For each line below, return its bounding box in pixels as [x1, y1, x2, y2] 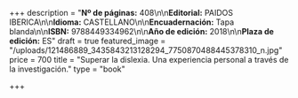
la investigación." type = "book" [9, 64, 126, 74]
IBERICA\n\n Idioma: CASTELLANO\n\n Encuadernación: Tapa [9, 17, 235, 27]
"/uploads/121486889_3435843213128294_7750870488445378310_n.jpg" [9, 45, 283, 56]
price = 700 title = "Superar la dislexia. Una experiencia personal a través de [9, 55, 289, 64]
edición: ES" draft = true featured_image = [9, 35, 166, 46]
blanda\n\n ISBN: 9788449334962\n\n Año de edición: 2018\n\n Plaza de [9, 26, 274, 36]
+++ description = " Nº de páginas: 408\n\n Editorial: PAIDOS [9, 8, 234, 18]
